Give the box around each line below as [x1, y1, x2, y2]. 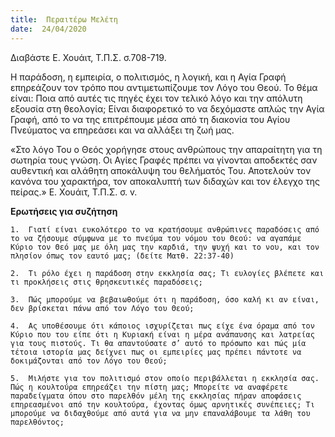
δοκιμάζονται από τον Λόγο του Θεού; [10, 356, 168, 366]
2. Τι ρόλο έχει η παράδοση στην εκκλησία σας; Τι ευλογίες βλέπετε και [10, 268, 325, 278]
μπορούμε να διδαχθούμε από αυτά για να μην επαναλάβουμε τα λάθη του [10, 408, 311, 418]
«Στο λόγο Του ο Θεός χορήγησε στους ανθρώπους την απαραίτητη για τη [10, 143, 323, 155]
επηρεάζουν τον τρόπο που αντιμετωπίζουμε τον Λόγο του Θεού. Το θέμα [10, 81, 318, 93]
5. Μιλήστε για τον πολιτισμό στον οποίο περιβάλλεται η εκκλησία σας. [10, 373, 320, 383]
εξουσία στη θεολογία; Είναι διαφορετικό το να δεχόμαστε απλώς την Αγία [10, 102, 325, 115]
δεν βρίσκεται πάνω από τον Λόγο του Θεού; [10, 303, 195, 313]
